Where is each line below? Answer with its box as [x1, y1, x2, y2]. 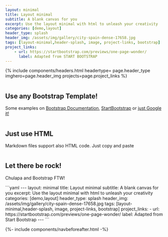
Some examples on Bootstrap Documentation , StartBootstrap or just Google [5, 105, 162, 111]
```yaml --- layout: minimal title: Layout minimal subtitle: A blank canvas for [5, 184, 159, 190]
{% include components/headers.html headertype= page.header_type [5, 68, 150, 74]
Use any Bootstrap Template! [5, 92, 98, 100]
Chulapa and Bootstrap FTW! [5, 175, 65, 181]
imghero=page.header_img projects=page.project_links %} [5, 73, 127, 79]
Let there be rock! [5, 161, 62, 170]
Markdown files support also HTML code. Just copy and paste [5, 143, 134, 148]
